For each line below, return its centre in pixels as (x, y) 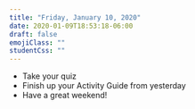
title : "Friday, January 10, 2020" (75, 17)
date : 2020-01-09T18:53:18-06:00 (71, 26)
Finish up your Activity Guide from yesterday (104, 86)
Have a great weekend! (65, 96)
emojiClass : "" (37, 42)
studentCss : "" (37, 51)
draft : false (33, 34)
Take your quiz (49, 76)
